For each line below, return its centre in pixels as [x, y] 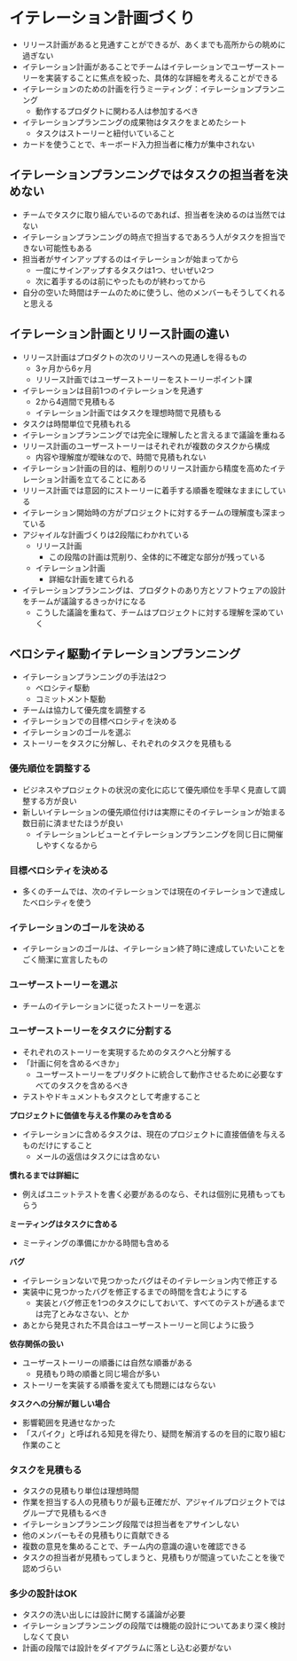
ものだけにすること [57, 1145]
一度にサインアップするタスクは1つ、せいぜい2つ [125, 270]
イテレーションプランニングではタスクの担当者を [143, 175]
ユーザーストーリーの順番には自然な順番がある [107, 1362]
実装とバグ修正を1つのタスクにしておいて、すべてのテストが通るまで [160, 1303]
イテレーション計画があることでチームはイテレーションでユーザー [141, 67]
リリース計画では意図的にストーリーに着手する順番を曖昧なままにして [150, 490]
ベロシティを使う [61, 902]
